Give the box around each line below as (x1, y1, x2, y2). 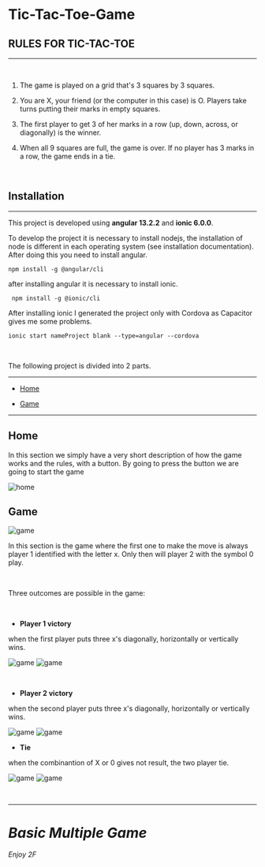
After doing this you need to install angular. (8, 250, 147, 260)
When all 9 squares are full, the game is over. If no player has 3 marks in (19, 144, 255, 152)
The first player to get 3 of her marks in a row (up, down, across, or (19, 120, 238, 129)
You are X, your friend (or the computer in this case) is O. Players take (19, 96, 247, 105)
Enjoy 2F (8, 850, 37, 859)
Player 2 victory (19, 689, 73, 698)
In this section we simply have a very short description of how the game (8, 450, 242, 459)
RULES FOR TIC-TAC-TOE (8, 37, 136, 50)
